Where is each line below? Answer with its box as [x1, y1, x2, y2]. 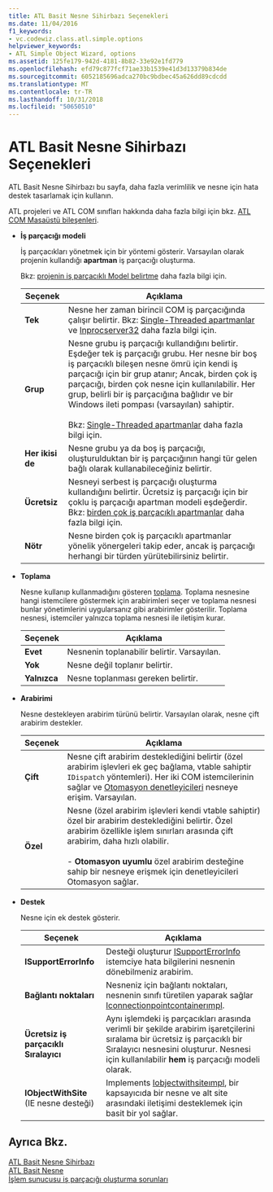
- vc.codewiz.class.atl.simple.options [8, 34, 144, 43]
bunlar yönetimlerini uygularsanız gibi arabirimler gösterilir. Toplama [19, 604, 248, 615]
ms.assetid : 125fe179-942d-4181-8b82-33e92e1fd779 [8, 58, 184, 66]
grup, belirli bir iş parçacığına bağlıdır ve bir [67, 388, 233, 400]
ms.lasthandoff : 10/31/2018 [8, 95, 104, 103]
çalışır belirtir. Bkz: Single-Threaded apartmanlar [67, 314, 255, 326]
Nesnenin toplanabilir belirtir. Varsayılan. [67, 646, 221, 658]
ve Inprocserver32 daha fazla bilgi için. [67, 325, 217, 336]
